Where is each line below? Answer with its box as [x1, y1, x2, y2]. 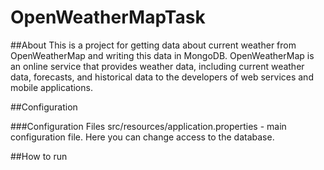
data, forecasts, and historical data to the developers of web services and [10, 71, 314, 83]
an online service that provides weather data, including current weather [10, 60, 305, 72]
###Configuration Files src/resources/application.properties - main [10, 120, 287, 132]
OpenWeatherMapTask [10, 6, 206, 29]
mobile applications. [10, 81, 93, 93]
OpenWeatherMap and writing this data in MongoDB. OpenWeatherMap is [10, 49, 315, 61]
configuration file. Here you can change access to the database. [10, 131, 275, 143]
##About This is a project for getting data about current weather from [10, 39, 297, 51]
